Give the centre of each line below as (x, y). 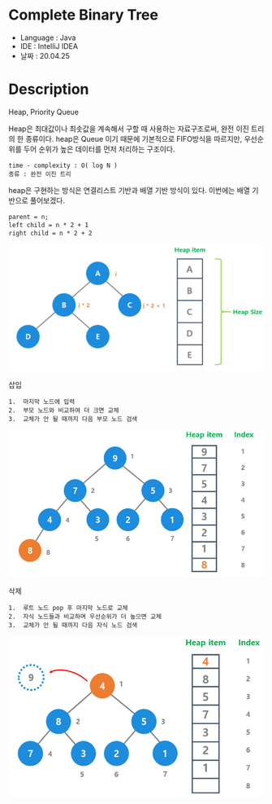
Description (49, 89)
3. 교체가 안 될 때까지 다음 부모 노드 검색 (73, 420)
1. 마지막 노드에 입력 (42, 402)
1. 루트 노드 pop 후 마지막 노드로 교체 (68, 608)
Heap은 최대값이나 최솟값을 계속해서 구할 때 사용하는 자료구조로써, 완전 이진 (129, 129)
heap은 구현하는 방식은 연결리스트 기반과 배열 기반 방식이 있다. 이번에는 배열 (129, 190)
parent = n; (28, 217)
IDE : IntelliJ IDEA (49, 46)
